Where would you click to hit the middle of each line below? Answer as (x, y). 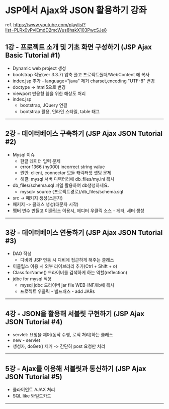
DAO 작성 (22, 253)
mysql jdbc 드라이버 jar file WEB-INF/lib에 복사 (67, 285)
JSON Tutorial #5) (34, 377)
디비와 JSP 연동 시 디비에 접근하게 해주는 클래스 (67, 260)
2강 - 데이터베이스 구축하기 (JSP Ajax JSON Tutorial (84, 134)
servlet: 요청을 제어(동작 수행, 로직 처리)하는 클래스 (63, 335)
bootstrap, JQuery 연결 (44, 105)
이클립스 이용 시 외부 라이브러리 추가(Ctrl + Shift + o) (65, 266)
